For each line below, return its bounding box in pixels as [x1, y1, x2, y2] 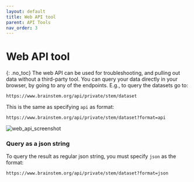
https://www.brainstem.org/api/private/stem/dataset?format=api [6, 115, 166, 121]
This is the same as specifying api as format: [6, 104, 115, 111]
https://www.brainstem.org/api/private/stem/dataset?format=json [6, 170, 168, 176]
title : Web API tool [6, 14, 57, 20]
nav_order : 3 [6, 25, 38, 31]
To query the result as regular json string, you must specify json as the [6, 153, 176, 160]
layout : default [6, 8, 46, 15]
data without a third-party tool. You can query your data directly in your [6, 75, 178, 83]
